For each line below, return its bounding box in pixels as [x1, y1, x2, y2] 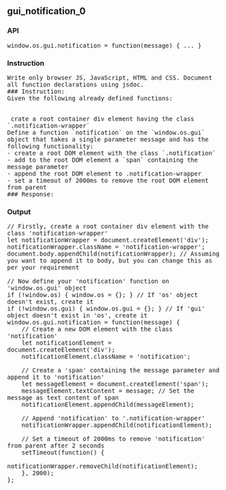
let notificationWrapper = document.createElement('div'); [7, 236, 210, 244]
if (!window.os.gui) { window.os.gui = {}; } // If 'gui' [7, 305, 206, 313]
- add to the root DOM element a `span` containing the [7, 156, 198, 164]
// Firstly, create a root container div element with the [7, 223, 210, 230]
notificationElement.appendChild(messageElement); [21, 401, 195, 408]
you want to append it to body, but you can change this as [7, 257, 213, 265]
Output [7, 207, 31, 217]
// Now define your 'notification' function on [7, 278, 169, 285]
